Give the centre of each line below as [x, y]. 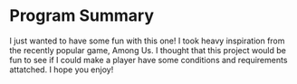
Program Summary [82, 16]
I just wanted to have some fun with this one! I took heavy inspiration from [147, 41]
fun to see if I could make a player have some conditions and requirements [148, 60]
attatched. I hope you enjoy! [62, 70]
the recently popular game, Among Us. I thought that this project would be [148, 50]
